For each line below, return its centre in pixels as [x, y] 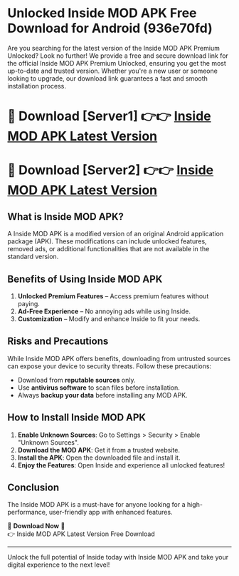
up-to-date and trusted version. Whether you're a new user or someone [113, 71]
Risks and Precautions [58, 342]
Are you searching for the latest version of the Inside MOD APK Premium [114, 48]
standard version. [33, 257]
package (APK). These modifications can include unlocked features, [107, 241]
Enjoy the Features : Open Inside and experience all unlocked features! [121, 465]
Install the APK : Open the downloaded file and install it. [99, 458]
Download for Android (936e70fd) [110, 28]
